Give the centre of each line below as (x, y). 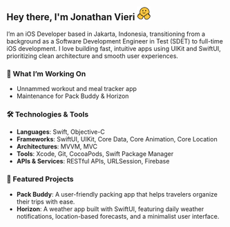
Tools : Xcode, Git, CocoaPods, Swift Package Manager (95, 154)
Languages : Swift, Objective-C (60, 132)
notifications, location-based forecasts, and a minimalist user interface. (118, 216)
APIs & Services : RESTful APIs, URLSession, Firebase (93, 161)
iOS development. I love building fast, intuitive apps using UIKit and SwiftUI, (114, 48)
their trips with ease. (46, 201)
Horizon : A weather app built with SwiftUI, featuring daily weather (110, 209)
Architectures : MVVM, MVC (57, 147)
